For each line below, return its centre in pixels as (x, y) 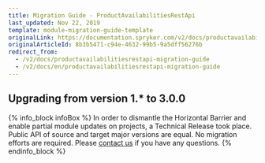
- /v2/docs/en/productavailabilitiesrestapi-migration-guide (118, 67)
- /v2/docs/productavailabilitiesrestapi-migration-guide (113, 60)
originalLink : (32, 37)
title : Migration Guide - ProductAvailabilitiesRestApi (102, 15)
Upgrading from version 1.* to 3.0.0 (97, 99)
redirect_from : (33, 52)
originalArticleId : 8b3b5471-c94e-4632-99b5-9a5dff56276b (105, 45)
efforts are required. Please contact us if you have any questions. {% (120, 143)
